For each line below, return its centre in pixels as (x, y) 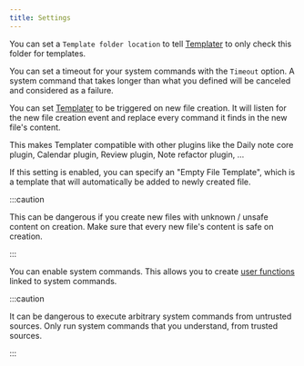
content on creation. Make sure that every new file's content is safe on (142, 226)
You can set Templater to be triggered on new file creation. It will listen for (148, 108)
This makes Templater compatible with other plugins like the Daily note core (152, 144)
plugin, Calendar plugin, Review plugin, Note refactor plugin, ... (127, 154)
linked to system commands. (63, 281)
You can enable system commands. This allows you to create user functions (152, 271)
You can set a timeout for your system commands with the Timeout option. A (152, 71)
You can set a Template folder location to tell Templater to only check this (151, 44)
